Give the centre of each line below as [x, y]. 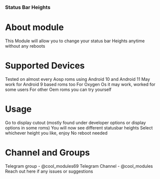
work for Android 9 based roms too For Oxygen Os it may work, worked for [80, 84]
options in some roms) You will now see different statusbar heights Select [79, 127]
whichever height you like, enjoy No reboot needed [56, 133]
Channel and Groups [48, 152]
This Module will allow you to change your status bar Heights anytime [75, 41]
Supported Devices [45, 66]
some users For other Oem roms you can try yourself [58, 89]
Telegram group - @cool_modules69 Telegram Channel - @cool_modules [79, 166]
